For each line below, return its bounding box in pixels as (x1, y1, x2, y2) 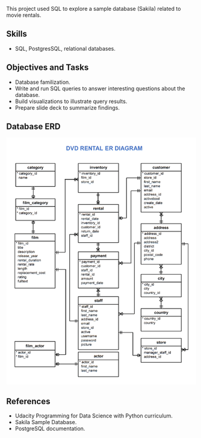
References (6, 396, 51, 406)
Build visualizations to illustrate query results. (14, 98, 128, 105)
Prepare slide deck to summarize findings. (14, 104, 120, 111)
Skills (6, 29, 27, 39)
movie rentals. (6, 11, 42, 19)
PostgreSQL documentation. (14, 425, 85, 433)
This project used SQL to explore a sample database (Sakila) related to (6, 5, 181, 12)
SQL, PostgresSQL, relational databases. (14, 45, 116, 52)
